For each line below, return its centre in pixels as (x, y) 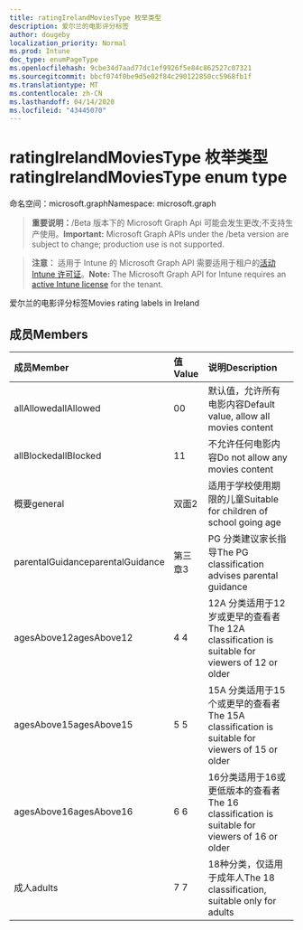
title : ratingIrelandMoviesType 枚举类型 (86, 18)
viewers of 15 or (243, 749)
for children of (238, 511)
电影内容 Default (241, 404)
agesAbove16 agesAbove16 (73, 812)
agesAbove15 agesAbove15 (73, 724)
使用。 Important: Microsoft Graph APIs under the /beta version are (164, 234)
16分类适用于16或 (247, 777)
